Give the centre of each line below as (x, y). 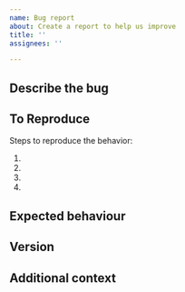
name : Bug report (42, 18)
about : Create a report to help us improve (93, 26)
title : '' (28, 35)
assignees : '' (36, 43)
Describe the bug (59, 88)
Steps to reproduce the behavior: (71, 141)
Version (32, 247)
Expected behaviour (68, 216)
